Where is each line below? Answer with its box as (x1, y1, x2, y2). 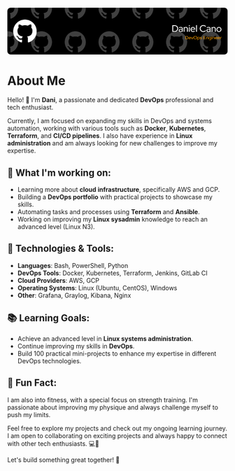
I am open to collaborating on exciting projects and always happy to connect (7, 431, 227, 440)
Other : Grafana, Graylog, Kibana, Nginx (17, 291, 131, 300)
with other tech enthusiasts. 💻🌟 (7, 439, 100, 448)
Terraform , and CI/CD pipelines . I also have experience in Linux (7, 132, 193, 140)
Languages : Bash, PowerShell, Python (17, 261, 129, 269)
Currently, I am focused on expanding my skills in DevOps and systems (7, 117, 212, 125)
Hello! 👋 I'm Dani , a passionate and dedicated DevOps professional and (7, 96, 214, 104)
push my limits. (7, 410, 51, 419)
